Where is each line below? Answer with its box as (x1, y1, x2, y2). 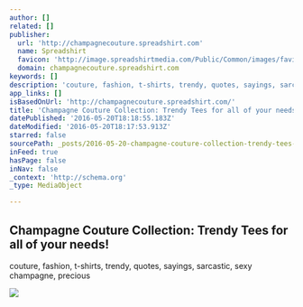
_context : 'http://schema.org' (9, 172, 127, 181)
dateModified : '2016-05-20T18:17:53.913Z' (9, 123, 171, 132)
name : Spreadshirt (17, 47, 87, 56)
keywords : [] (9, 72, 59, 81)
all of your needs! (9, 237, 110, 252)
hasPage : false (9, 155, 67, 165)
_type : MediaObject (9, 181, 83, 191)
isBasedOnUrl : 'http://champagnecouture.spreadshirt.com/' (9, 97, 236, 107)
